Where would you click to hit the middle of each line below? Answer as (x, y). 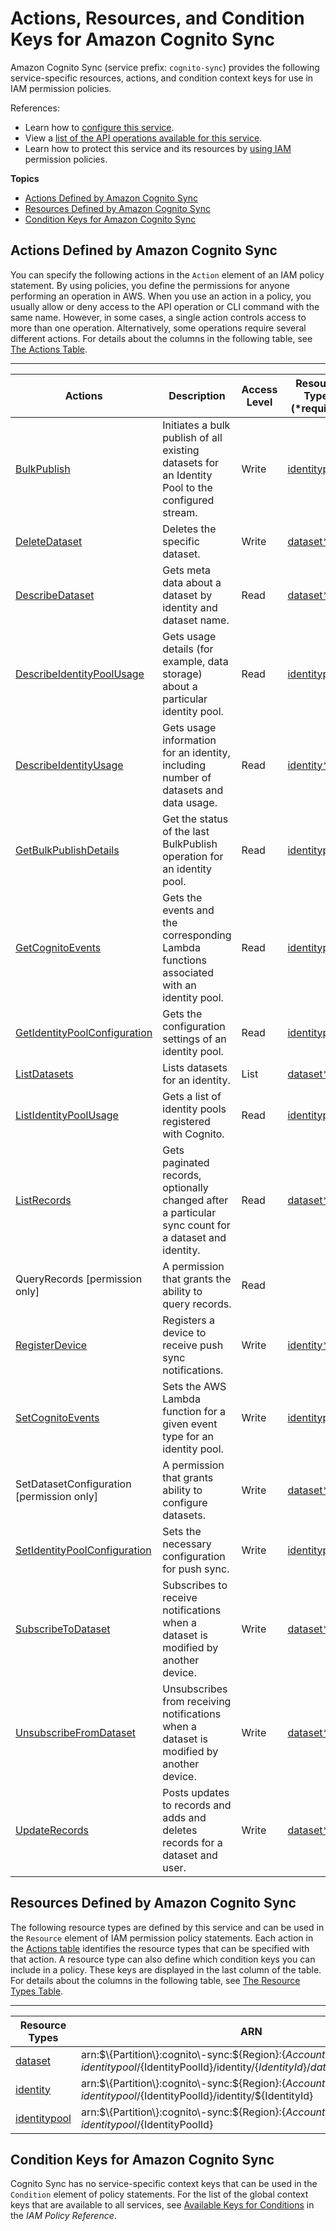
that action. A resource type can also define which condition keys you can (163, 1959)
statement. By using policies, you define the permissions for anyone (150, 285)
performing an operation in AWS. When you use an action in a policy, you (161, 296)
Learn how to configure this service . (99, 127)
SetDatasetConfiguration (73, 1484)
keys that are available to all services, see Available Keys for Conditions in (162, 2205)
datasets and (193, 790)
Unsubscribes (195, 1689)
